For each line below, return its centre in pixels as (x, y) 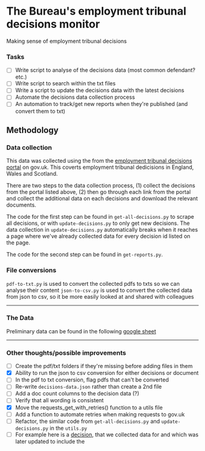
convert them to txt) (40, 111)
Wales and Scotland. (32, 174)
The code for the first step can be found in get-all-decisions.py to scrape (100, 217)
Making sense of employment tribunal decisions (67, 41)
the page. (18, 243)
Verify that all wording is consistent (59, 400)
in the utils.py (68, 428)
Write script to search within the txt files (65, 83)
